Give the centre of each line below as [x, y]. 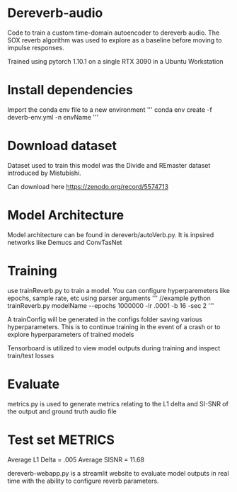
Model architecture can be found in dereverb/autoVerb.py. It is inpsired [111, 234]
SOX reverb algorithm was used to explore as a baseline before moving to [115, 40]
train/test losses [31, 355]
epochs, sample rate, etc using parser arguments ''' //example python [109, 298]
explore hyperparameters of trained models [71, 334]
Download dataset [62, 146]
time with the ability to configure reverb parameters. [83, 481]
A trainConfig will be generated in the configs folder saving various [105, 319]
